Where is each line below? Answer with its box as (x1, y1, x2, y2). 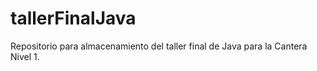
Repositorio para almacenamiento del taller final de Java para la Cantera (10, 40, 308, 52)
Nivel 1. (10, 50, 40, 62)
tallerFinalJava (10, 7, 137, 30)
